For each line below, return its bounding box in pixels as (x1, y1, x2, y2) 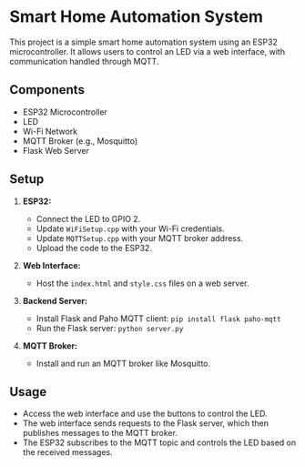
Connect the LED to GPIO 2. (36, 213, 141, 224)
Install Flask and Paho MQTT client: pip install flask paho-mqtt (36, 312, 281, 324)
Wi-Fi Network (22, 126, 78, 137)
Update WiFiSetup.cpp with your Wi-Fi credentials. (36, 223, 225, 234)
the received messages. (22, 447, 114, 458)
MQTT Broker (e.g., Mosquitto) (22, 135, 138, 147)
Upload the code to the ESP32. (36, 242, 153, 253)
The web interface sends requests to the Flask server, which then (22, 418, 269, 429)
